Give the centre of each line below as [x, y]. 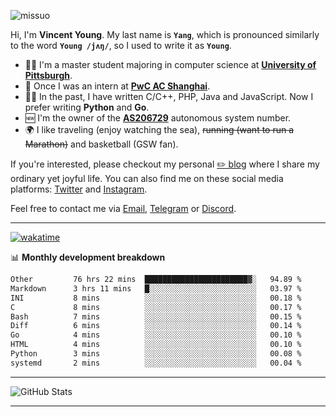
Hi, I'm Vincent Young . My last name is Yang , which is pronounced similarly [165, 34]
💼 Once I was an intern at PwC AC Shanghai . [117, 86]
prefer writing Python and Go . [87, 107]
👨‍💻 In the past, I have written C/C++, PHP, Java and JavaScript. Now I [169, 96]
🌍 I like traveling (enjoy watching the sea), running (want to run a [159, 129]
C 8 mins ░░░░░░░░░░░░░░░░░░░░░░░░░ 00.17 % [156, 307]
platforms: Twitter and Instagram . [79, 189]
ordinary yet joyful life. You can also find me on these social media [147, 178]
